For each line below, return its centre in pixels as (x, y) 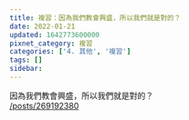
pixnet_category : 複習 (51, 43)
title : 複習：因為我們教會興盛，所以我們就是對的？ (95, 18)
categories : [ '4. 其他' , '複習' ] (70, 52)
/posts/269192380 (44, 105)
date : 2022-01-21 (42, 26)
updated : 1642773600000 (55, 35)
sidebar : (26, 69)
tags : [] (26, 60)
